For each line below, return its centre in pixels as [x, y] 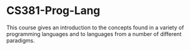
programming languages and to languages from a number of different [94, 34]
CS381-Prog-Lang [53, 11]
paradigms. [21, 40]
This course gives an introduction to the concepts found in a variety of [95, 27]
